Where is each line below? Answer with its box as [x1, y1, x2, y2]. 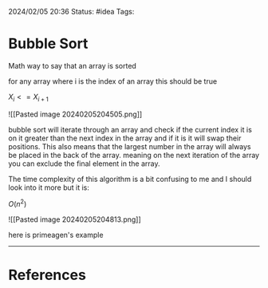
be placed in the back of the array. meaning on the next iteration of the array [8, 150, 260, 160]
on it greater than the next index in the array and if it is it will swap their [8, 133, 242, 143]
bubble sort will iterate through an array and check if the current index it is [8, 124, 253, 134]
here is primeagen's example [8, 231, 104, 240]
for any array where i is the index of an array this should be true [8, 76, 218, 86]
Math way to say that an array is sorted [8, 61, 137, 70]
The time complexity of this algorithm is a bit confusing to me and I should [8, 174, 252, 183]
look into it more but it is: [8, 183, 90, 192]
